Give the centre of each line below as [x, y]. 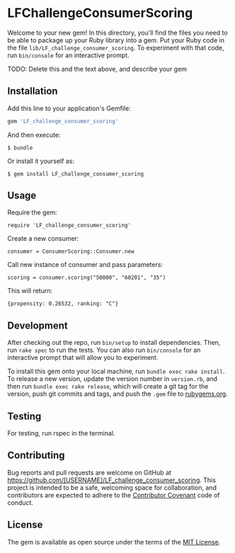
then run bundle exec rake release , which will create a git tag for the [108, 387]
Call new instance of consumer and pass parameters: [85, 265]
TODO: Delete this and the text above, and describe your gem [97, 69]
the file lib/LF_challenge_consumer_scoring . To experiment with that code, [116, 47]
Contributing [36, 456]
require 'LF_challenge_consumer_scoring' [69, 226]
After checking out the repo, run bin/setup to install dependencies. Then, [114, 343]
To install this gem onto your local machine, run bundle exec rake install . [116, 371]
